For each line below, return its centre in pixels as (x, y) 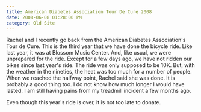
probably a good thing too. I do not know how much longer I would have (95, 84)
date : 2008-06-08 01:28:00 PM (44, 17)
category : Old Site (31, 23)
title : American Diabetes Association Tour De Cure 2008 (79, 12)
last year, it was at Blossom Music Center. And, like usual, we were (89, 53)
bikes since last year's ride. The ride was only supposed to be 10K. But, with (100, 65)
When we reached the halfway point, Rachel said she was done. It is (91, 78)
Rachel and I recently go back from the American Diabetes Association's (96, 40)
